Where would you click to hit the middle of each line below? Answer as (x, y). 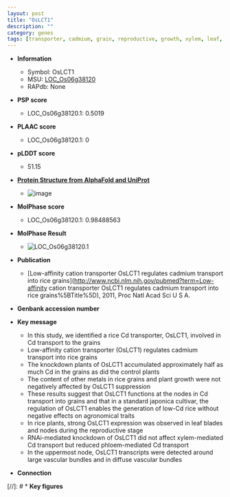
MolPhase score (41, 207)
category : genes (30, 33)
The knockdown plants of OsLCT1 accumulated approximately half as (125, 365)
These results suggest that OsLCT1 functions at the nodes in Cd (117, 394)
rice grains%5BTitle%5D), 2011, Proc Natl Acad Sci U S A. (109, 295)
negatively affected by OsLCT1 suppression (89, 387)
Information (34, 59)
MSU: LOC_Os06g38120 (61, 79)
